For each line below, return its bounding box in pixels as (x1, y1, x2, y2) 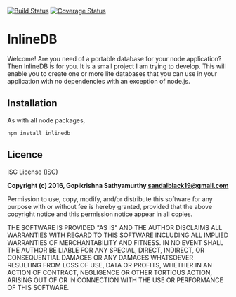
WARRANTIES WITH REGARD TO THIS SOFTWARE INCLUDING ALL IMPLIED (7, 231, 229, 239)
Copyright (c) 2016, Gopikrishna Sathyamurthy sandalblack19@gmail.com (7, 181, 229, 189)
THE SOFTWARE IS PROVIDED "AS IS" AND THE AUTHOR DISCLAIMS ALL (7, 223, 223, 232)
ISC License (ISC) (7, 168, 58, 176)
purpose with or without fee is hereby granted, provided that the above (7, 202, 213, 210)
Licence (7, 148, 44, 161)
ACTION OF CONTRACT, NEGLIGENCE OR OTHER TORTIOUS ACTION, (7, 268, 213, 277)
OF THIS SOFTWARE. (7, 283, 70, 291)
